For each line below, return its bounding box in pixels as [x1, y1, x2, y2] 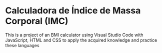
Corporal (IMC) [5, 15, 68, 27]
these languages [5, 42, 39, 48]
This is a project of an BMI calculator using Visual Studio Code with [5, 32, 143, 38]
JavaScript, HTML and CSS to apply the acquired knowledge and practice [5, 37, 157, 43]
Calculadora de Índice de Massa [5, 5, 141, 16]
